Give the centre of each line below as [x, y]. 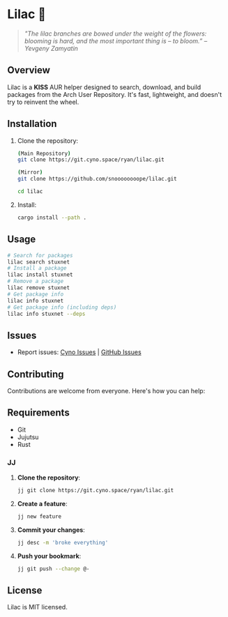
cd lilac [30, 192]
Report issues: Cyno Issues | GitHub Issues [79, 352]
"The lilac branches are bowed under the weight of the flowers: [115, 33]
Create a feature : [42, 503]
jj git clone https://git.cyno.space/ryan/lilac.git [96, 491]
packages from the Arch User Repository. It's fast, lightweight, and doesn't [114, 94]
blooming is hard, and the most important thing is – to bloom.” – [116, 40]
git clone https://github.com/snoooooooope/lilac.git [97, 179]
